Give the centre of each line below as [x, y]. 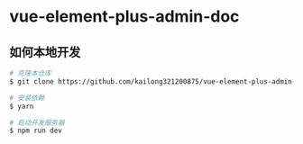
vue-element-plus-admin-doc [124, 17]
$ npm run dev [36, 131]
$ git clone [32, 81]
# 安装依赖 [27, 98]
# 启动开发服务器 [37, 122]
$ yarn [22, 106]
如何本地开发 [45, 52]
